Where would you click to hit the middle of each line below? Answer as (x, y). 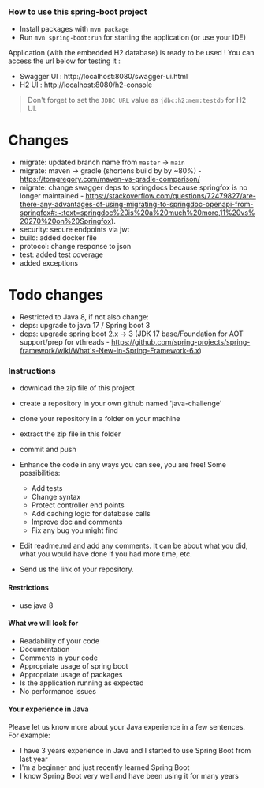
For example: (30, 735)
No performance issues (58, 691)
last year (33, 759)
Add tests (47, 488)
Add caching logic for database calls (91, 514)
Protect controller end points (78, 505)
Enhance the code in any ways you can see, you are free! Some (123, 465)
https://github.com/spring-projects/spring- (181, 342)
